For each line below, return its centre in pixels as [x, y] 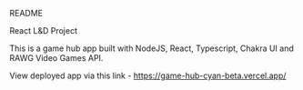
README [26, 13]
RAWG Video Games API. [56, 58]
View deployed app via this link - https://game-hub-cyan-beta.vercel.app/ [148, 75]
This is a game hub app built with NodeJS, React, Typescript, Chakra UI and [151, 48]
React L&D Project [43, 30]
